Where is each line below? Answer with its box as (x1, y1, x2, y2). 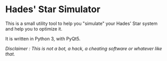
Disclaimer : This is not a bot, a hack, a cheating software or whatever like (5, 45, 162, 51)
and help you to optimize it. (5, 25, 63, 32)
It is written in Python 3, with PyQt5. (5, 36, 81, 42)
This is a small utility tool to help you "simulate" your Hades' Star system (5, 20, 158, 26)
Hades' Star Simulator (5, 4, 101, 15)
